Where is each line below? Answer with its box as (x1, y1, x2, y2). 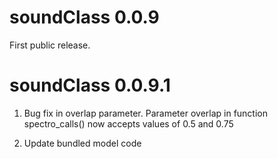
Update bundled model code (23, 137, 142, 149)
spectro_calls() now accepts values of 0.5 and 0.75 (23, 117, 234, 130)
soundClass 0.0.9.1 (9, 74, 171, 97)
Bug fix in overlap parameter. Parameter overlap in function (23, 107, 269, 119)
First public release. (9, 39, 91, 51)
